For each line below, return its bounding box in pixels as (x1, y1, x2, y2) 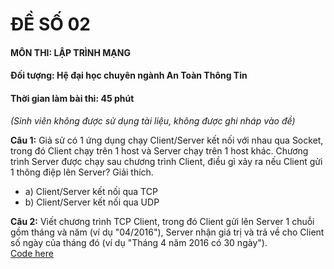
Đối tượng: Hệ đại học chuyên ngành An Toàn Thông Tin (10, 69, 248, 82)
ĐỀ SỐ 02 (10, 13, 91, 36)
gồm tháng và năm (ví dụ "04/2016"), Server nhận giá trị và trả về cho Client (10, 226, 325, 238)
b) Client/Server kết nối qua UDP (24, 196, 160, 208)
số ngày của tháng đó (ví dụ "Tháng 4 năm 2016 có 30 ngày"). (10, 236, 268, 248)
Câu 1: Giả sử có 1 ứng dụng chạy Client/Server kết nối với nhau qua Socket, (10, 134, 324, 146)
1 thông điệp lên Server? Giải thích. (10, 166, 154, 178)
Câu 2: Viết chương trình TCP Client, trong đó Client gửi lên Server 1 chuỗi (10, 215, 315, 227)
